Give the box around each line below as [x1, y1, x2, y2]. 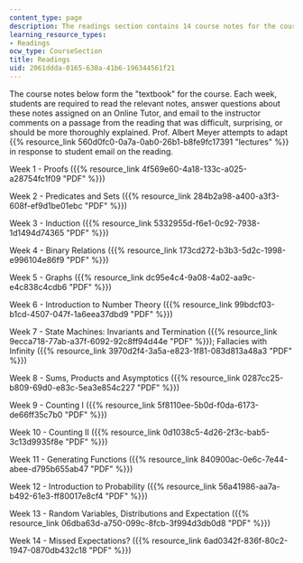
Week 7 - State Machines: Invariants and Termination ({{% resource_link [9, 326, 278, 337]
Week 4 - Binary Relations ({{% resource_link [9, 245, 178, 256]
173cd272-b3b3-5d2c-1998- [179, 245, 287, 256]
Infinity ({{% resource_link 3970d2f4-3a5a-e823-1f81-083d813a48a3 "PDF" [9, 345, 293, 356]
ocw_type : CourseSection [9, 47, 103, 56]
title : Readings [9, 55, 70, 64]
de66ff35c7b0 [9, 408, 63, 420]
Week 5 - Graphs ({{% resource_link [9, 272, 144, 283]
